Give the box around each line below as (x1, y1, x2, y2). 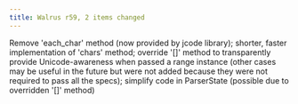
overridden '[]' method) (9, 84, 95, 95)
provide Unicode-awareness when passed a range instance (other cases (9, 56, 277, 67)
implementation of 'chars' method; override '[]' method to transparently (9, 46, 271, 58)
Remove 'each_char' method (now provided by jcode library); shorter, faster (9, 37, 287, 48)
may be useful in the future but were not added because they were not (9, 66, 269, 76)
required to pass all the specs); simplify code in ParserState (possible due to (9, 75, 289, 85)
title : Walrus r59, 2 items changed (9, 12, 145, 22)
